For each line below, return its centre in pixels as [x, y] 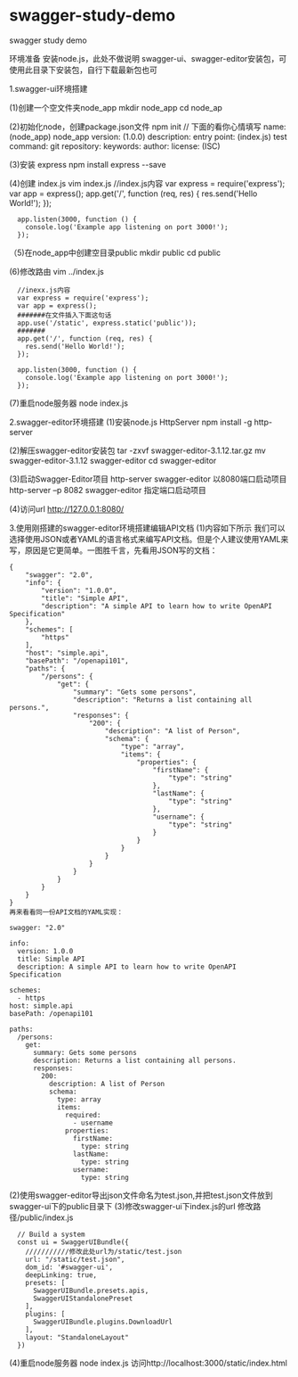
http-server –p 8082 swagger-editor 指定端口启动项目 [108, 490]
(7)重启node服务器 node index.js [69, 403]
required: [83, 1115]
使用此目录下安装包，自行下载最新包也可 [83, 70]
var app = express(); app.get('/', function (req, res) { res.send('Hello [133, 194]
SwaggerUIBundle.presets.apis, [91, 1290]
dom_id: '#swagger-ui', [69, 1267]
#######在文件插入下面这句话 [64, 315]
